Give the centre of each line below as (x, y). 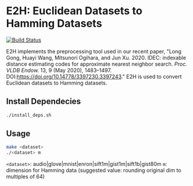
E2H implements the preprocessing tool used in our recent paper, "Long (94, 51)
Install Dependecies (44, 102)
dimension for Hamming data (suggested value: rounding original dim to (94, 171)
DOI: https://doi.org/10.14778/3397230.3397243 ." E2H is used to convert (94, 76)
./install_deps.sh (29, 115)
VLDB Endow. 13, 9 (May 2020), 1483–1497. (59, 70)
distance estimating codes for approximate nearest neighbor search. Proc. (97, 64)
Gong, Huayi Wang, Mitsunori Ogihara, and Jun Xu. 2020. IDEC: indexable (96, 57)
